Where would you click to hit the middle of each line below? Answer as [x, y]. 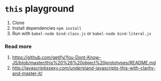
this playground [39, 9]
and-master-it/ [27, 73]
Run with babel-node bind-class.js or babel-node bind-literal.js [82, 33]
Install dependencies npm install [47, 28]
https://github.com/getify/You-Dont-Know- [57, 57]
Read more [18, 46]
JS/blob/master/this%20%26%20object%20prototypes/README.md [84, 63]
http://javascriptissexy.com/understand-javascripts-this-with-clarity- [84, 68]
